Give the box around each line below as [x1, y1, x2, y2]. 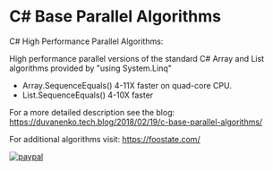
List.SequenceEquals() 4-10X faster [21, 90, 154, 100]
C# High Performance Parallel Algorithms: [9, 36, 164, 47]
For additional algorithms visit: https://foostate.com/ [9, 133, 200, 144]
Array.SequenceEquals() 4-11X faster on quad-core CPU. [21, 80, 233, 90]
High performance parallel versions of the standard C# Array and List [9, 53, 265, 64]
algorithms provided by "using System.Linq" [9, 63, 173, 73]
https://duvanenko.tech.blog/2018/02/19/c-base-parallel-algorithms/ [9, 116, 263, 127]
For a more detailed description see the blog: [9, 107, 175, 117]
